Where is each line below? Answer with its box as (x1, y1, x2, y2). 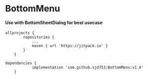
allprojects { (5, 31, 35, 36)
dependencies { (5, 61, 37, 66)
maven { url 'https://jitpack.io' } (31, 43, 108, 48)
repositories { (23, 35, 55, 40)
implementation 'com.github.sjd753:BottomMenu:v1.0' (31, 65, 144, 70)
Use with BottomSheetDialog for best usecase (5, 19, 103, 25)
